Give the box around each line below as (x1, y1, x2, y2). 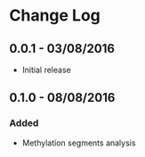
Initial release (21, 64, 71, 75)
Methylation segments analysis (21, 137, 136, 148)
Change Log (9, 5, 101, 26)
